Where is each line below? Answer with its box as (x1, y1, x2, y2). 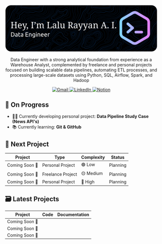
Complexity (81, 154, 105, 160)
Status (111, 154, 125, 160)
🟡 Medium (81, 170, 103, 177)
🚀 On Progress (5, 100, 49, 109)
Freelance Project (42, 171, 77, 177)
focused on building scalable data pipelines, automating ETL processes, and (5, 67, 157, 73)
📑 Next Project (5, 140, 49, 148)
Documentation (57, 211, 89, 218)
